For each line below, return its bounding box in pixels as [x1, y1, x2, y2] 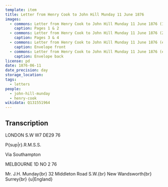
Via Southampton [5, 151, 41, 157]
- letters [9, 81, 30, 86]
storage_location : [5, 72, 43, 77]
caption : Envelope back [14, 53, 64, 59]
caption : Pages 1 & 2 [14, 26, 59, 31]
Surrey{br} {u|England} [5, 176, 53, 182]
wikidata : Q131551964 [5, 100, 50, 105]
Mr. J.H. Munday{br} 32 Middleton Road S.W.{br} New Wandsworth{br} [5, 170, 152, 176]
